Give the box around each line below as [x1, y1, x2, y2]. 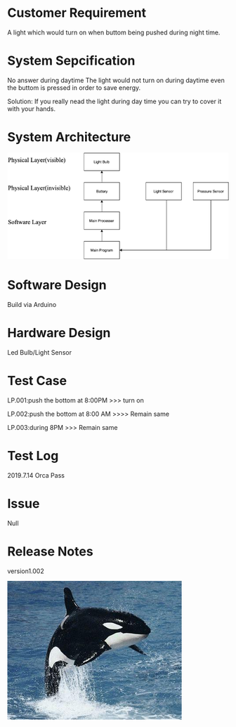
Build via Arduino [7, 301, 57, 309]
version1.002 [7, 567, 44, 575]
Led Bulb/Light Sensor [7, 348, 72, 356]
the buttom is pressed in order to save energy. [7, 83, 141, 92]
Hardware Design [7, 325, 111, 341]
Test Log [7, 448, 59, 464]
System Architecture [7, 129, 131, 145]
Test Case [7, 373, 67, 389]
